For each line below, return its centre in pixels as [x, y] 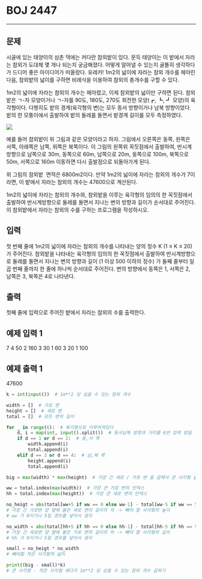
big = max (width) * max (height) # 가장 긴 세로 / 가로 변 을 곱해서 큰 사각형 [99, 477]
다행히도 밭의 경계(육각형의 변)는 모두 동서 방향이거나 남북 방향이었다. [110, 107]
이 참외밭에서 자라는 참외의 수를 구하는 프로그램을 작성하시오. [78, 210]
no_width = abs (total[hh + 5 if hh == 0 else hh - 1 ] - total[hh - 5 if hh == [99, 527]
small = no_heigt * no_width [43, 549]
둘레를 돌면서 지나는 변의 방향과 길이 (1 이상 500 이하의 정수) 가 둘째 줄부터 [100, 261]
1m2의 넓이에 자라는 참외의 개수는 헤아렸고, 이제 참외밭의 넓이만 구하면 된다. [95, 92]
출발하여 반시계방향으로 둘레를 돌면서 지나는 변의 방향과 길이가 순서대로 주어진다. [101, 202]
